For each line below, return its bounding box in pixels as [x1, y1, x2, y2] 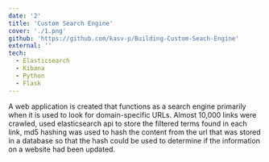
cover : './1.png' [8, 27, 67, 35]
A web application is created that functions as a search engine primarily [8, 102, 246, 111]
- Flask [15, 79, 42, 87]
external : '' [8, 42, 52, 50]
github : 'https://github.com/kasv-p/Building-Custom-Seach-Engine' [8, 34, 240, 43]
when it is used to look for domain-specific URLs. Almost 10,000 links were [8, 110, 257, 119]
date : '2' [8, 11, 42, 20]
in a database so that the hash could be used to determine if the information [8, 135, 260, 145]
